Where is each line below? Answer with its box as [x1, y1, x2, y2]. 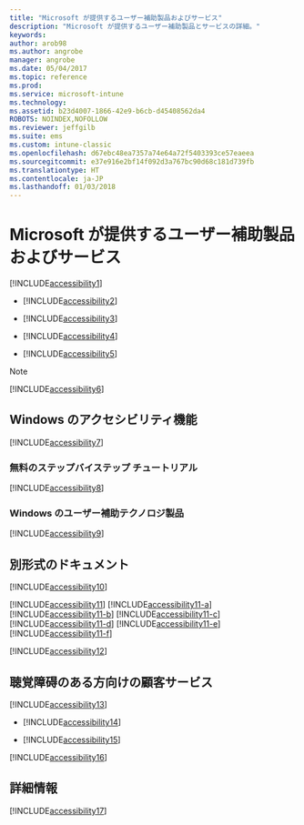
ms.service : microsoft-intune [9, 89, 125, 98]
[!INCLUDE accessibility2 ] [22, 296, 118, 307]
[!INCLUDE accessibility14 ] [22, 717, 121, 728]
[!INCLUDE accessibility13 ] [9, 699, 107, 710]
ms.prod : [9, 81, 43, 90]
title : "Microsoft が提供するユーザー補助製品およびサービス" [9, 13, 223, 23]
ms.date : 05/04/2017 [9, 65, 88, 74]
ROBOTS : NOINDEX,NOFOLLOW [9, 115, 107, 124]
